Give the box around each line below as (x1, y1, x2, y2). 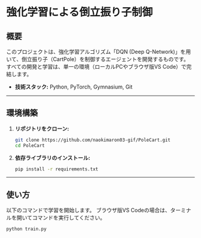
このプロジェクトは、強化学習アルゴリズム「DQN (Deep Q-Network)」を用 (6, 48, 191, 55)
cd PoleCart (14, 142, 45, 148)
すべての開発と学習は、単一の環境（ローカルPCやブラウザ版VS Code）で (6, 63, 187, 70)
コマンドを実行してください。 (32, 214, 106, 221)
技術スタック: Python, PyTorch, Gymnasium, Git (14, 83, 133, 90)
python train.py (6, 226, 47, 232)
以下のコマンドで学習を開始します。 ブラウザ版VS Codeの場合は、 (6, 207, 170, 214)
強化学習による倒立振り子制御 (6, 5, 153, 19)
